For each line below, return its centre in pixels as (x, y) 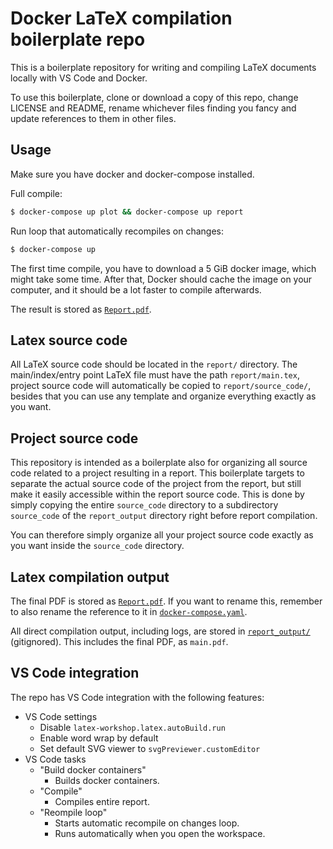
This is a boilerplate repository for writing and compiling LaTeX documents (163, 67)
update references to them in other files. (93, 118)
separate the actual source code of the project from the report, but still (156, 484)
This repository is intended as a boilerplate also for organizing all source (159, 463)
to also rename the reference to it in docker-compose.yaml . (129, 611)
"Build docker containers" (93, 769)
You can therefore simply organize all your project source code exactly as (162, 535)
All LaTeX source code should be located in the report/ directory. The (154, 364)
